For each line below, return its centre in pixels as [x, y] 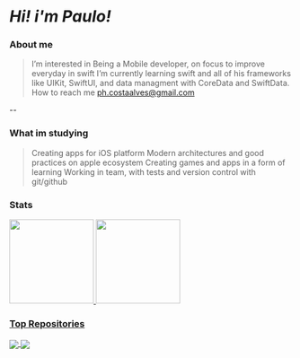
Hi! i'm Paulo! [61, 17]
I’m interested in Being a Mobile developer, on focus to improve [148, 64]
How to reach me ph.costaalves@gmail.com [113, 92]
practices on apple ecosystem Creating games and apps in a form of [158, 162]
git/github [49, 181]
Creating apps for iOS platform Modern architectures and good [148, 153]
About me [31, 45]
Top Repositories [47, 323]
